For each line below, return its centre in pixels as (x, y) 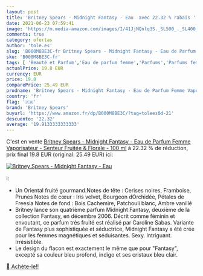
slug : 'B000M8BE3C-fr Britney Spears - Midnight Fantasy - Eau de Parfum (101, 51)
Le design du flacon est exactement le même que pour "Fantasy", (96, 248)
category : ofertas (29, 40)
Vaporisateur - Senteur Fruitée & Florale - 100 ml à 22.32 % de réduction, (97, 148)
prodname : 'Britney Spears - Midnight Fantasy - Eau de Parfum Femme (96, 91)
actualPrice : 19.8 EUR (35, 68)
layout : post (23, 12)
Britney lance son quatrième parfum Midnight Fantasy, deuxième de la (102, 210)
